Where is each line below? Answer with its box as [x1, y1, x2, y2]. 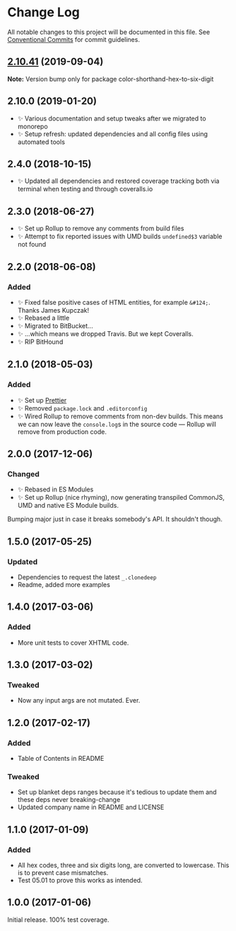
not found [17, 240, 47, 249]
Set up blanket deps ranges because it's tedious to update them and [17, 788, 217, 796]
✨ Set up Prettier [17, 396, 67, 404]
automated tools [17, 138, 66, 146]
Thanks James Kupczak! [17, 306, 90, 314]
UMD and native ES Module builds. [17, 501, 119, 510]
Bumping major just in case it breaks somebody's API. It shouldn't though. [7, 515, 223, 523]
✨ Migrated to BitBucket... [17, 321, 93, 330]
